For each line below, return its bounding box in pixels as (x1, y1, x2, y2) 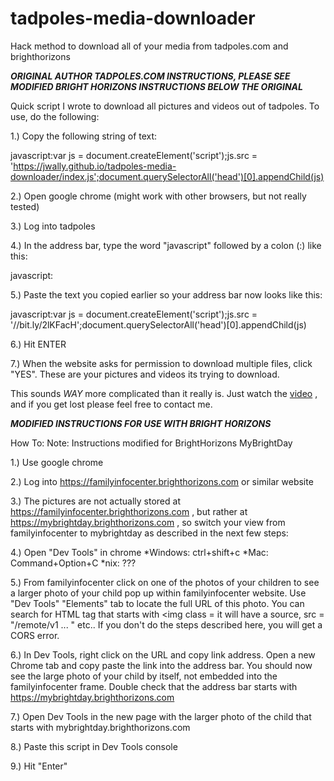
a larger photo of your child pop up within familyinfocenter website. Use (10, 587, 307, 599)
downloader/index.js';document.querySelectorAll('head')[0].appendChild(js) (10, 170, 325, 182)
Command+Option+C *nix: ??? (10, 557, 137, 569)
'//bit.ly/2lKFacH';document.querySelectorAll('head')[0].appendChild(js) (10, 318, 307, 331)
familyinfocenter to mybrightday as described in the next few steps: (10, 527, 289, 539)
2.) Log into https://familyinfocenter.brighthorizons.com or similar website (10, 475, 314, 487)
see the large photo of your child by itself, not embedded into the (10, 670, 278, 682)
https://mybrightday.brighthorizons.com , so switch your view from (10, 516, 286, 528)
